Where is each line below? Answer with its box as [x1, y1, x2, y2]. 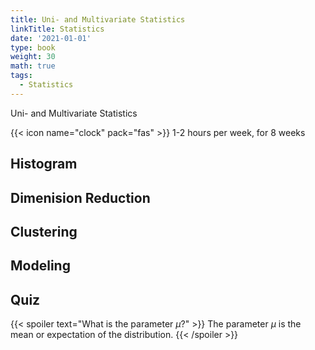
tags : [10, 71, 33, 81]
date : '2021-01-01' [10, 33, 92, 43]
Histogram [10, 156, 78, 173]
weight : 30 [10, 52, 56, 62]
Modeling [10, 257, 71, 275]
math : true [10, 61, 56, 71]
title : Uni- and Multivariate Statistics [10, 14, 186, 25]
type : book [10, 42, 56, 53]
